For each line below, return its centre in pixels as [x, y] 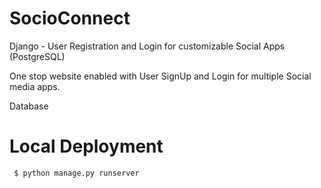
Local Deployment [86, 146]
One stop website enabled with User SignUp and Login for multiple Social [160, 76]
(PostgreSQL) [37, 56]
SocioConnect [70, 18]
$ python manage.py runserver [76, 173]
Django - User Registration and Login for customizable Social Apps [147, 46]
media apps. [35, 86]
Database [29, 106]
